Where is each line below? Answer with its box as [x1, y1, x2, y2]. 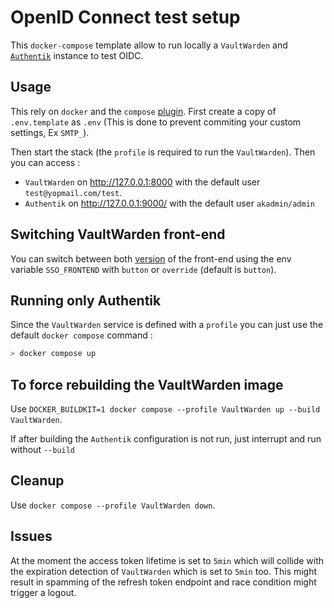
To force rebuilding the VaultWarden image [10, 376, 284, 393]
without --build [10, 444, 76, 456]
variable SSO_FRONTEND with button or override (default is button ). [10, 263, 277, 275]
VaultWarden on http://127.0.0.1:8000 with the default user [24, 176, 261, 188]
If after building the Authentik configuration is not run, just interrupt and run [10, 433, 322, 445]
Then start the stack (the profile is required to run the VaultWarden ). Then [10, 146, 316, 158]
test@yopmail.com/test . [24, 186, 123, 198]
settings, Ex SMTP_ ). [10, 126, 90, 138]
